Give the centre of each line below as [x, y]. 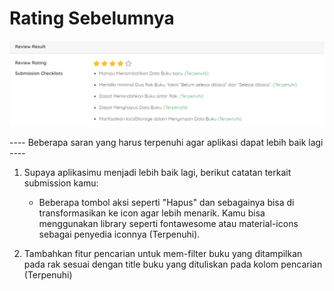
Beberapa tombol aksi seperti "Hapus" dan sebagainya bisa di [166, 202]
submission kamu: [61, 183]
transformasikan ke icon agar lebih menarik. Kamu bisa [152, 213]
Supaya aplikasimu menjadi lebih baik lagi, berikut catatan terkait [157, 172]
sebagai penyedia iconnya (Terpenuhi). [119, 234]
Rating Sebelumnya [92, 18]
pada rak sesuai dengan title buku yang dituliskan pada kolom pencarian [173, 264]
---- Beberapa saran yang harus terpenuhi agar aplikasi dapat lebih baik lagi [166, 142]
